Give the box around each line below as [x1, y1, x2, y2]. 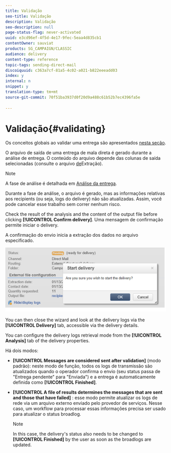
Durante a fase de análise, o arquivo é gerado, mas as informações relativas [5, 190, 165, 197]
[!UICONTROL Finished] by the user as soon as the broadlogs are [12, 436, 152, 443]
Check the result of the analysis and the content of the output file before [5, 211, 158, 217]
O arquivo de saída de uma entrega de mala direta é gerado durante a [5, 150, 152, 156]
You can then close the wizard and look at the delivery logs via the [5, 317, 145, 323]
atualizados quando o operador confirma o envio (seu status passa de [12, 368, 161, 375]
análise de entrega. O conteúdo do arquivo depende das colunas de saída [5, 155, 161, 161]
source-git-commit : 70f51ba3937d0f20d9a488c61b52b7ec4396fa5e [5, 95, 140, 100]
